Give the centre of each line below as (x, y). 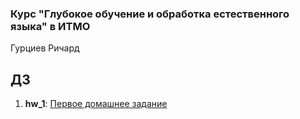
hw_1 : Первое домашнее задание (96, 104)
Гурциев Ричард (45, 48)
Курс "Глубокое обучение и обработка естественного (150, 14)
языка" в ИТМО (50, 26)
